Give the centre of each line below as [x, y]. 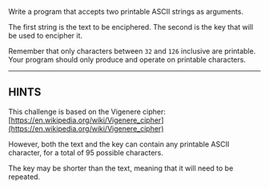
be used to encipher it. [45, 36]
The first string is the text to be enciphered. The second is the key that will [131, 27]
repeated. [24, 176]
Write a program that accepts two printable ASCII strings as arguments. [126, 12]
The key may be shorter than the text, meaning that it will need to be [121, 168]
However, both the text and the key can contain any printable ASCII [119, 144]
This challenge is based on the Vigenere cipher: [87, 111]
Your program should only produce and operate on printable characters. [127, 60]
